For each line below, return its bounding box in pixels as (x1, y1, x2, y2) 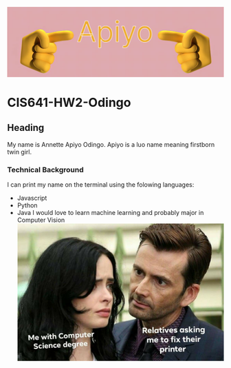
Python (16, 201, 38, 209)
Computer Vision (16, 216, 65, 224)
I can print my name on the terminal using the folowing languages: (7, 181, 195, 189)
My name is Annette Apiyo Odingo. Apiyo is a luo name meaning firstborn (7, 140, 215, 148)
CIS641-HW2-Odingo (7, 95, 131, 110)
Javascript (16, 194, 47, 203)
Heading (7, 122, 45, 134)
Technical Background (7, 165, 84, 174)
